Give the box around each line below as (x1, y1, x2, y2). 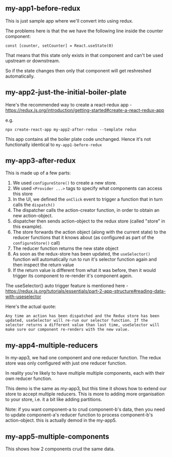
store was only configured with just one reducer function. (5, 360, 127, 367)
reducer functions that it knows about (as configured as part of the (12, 234, 154, 241)
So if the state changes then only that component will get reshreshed (5, 67, 151, 74)
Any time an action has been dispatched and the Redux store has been (5, 314, 160, 319)
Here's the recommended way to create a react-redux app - (5, 101, 132, 107)
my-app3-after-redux (5, 156, 76, 165)
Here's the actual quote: (5, 303, 56, 310)
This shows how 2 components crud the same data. (5, 446, 115, 452)
